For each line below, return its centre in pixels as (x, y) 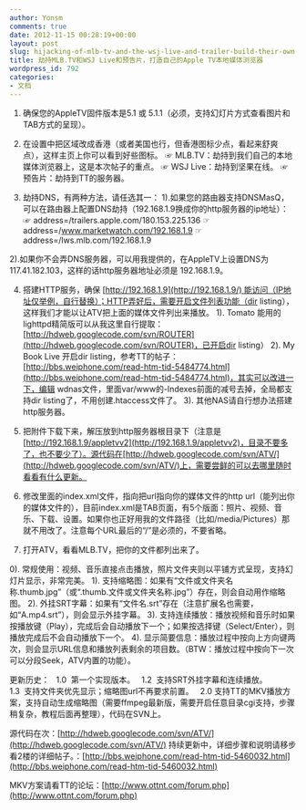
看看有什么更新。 (55, 476)
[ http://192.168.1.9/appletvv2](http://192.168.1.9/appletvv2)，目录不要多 (155, 442)
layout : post (34, 43)
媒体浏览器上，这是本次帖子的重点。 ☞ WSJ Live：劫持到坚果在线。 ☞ (155, 166)
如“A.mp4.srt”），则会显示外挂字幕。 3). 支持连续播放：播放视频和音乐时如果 (153, 614)
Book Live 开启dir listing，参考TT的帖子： (101, 356)
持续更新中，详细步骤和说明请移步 (232, 744)
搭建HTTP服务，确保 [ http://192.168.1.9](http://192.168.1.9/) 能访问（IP (153, 289)
